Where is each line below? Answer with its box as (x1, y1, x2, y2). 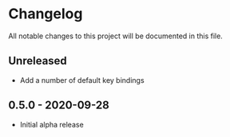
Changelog (8, 5, 83, 23)
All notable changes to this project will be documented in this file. (8, 31, 224, 41)
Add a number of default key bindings (19, 75, 145, 84)
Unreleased (8, 54, 68, 68)
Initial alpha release (19, 119, 84, 129)
